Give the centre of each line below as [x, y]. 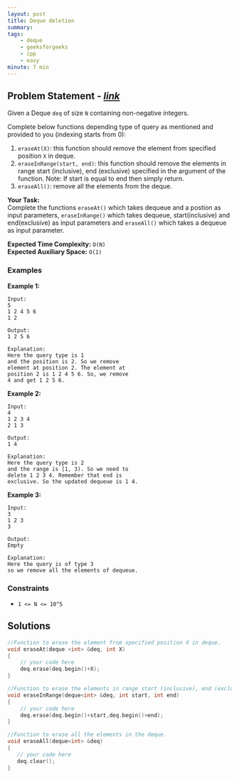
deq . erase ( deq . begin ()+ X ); [60, 669]
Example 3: [24, 495]
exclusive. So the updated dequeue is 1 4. [73, 481]
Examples [25, 271]
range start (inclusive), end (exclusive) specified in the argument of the [122, 171]
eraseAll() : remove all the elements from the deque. [95, 186]
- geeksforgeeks [44, 47]
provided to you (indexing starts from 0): [67, 135]
